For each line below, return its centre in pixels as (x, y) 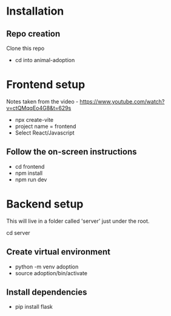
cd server (18, 233)
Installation (35, 11)
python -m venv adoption (47, 267)
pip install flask (34, 307)
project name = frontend (45, 126)
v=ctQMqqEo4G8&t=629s (39, 108)
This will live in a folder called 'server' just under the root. (78, 221)
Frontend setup (46, 85)
